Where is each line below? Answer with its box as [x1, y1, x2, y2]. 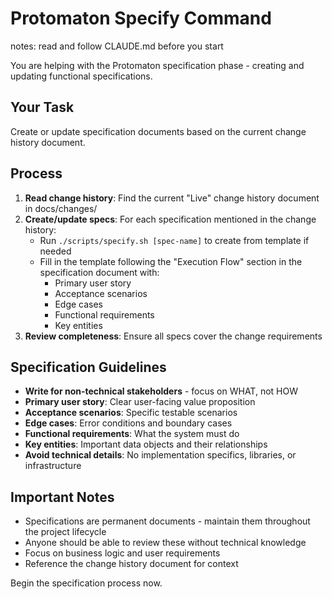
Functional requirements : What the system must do [24, 428, 240, 440]
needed [39, 245, 72, 257]
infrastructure [24, 460, 82, 472]
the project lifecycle [24, 526, 107, 538]
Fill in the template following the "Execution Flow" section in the [39, 255, 303, 267]
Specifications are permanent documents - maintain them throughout [24, 515, 311, 527]
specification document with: [39, 266, 160, 278]
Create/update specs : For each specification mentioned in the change [24, 213, 317, 225]
